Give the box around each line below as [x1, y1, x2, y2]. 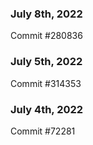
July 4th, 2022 [10, 102, 84, 116]
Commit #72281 [10, 125, 76, 137]
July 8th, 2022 [10, 7, 83, 21]
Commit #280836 [10, 30, 83, 42]
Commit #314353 [10, 77, 82, 89]
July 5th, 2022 [10, 55, 83, 69]
